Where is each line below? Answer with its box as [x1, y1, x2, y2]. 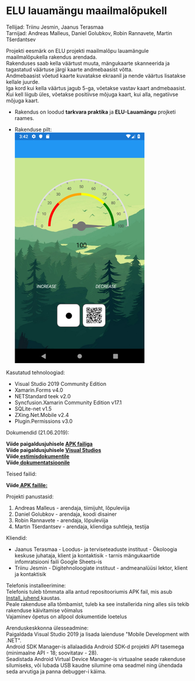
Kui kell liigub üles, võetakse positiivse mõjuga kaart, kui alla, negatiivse [6, 91, 179, 98]
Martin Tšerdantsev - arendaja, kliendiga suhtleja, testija [14, 523, 149, 530]
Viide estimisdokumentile [6, 453, 70, 460]
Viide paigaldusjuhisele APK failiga [6, 440, 93, 447]
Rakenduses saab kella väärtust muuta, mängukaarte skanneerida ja [6, 60, 170, 67]
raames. [14, 114, 34, 121]
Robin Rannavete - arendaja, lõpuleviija [14, 516, 109, 523]
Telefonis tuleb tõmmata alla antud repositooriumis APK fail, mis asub [6, 588, 173, 595]
